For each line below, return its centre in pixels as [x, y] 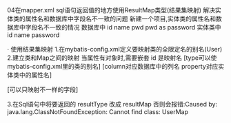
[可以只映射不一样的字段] [43, 89]
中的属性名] [36, 75]
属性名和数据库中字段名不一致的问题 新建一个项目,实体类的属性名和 [120, 19]
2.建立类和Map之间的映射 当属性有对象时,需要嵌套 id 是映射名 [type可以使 [112, 58]
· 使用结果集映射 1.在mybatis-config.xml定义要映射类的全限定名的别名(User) [115, 49]
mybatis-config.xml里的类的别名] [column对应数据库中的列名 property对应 [113, 66]
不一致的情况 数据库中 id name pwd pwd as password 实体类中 [132, 27]
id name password [33, 35]
